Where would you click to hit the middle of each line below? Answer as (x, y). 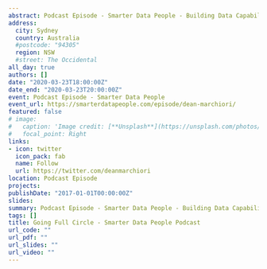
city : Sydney (37, 30)
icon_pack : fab (41, 156)
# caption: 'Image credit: (56, 127)
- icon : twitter (35, 149)
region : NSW (35, 53)
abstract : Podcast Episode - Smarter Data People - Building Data (120, 16)
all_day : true (32, 68)
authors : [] (28, 75)
